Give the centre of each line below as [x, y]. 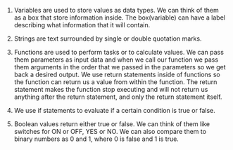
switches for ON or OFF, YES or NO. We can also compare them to [110, 131]
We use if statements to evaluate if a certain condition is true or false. [115, 110]
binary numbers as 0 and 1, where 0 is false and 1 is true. [96, 139]
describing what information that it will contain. [82, 25]
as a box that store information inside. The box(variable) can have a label [119, 18]
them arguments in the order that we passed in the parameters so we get [120, 67]
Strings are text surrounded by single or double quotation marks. [108, 39]
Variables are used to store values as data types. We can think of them [116, 10]
